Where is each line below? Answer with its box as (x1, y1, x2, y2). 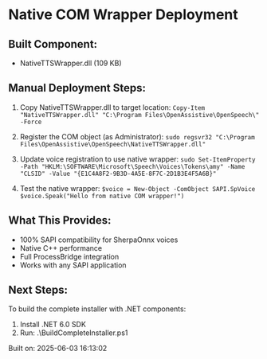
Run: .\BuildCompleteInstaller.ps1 (19, 328, 128, 338)
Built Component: (8, 37, 98, 51)
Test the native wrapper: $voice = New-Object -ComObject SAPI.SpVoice (19, 183, 256, 193)
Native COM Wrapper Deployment (8, 6, 239, 24)
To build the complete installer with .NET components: (8, 304, 187, 314)
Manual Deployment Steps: (8, 81, 146, 95)
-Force (19, 118, 42, 126)
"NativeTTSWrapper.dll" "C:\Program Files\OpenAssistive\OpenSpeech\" (19, 111, 260, 119)
